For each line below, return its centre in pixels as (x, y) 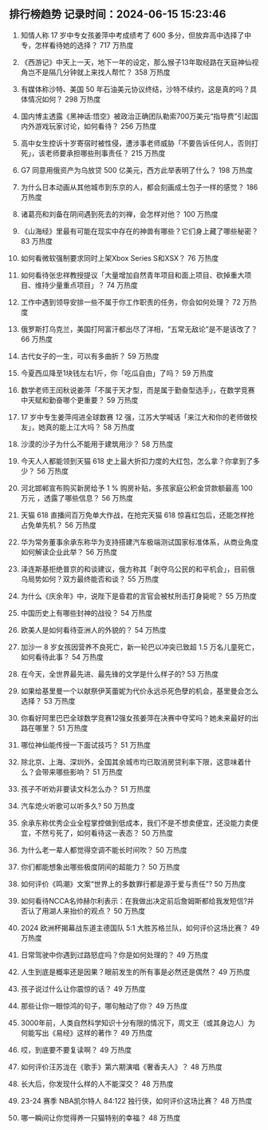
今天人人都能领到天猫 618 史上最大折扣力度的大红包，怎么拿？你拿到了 (137, 461)
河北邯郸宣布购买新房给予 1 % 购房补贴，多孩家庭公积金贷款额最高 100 (137, 488)
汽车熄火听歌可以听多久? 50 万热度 (77, 805)
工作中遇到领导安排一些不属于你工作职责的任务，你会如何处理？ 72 (131, 301)
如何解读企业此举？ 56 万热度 (69, 552)
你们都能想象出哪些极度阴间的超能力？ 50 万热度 (100, 867)
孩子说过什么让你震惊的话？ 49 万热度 (83, 988)
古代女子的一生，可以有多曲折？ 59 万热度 (90, 356)
